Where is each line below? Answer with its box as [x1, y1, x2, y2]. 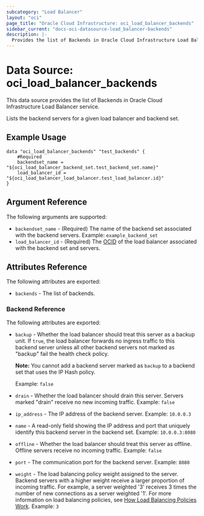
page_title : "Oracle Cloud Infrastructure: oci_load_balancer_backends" [6, 20, 194, 26]
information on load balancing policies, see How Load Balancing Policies [15, 496, 197, 503]
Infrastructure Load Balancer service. [6, 103, 100, 110]
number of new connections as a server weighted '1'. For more [15, 489, 172, 497]
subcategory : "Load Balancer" [6, 9, 83, 15]
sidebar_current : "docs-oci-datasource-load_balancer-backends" [6, 26, 172, 32]
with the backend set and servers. [15, 244, 101, 251]
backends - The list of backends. [15, 290, 95, 297]
